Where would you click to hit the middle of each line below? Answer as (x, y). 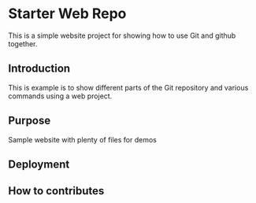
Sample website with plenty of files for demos (83, 139)
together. (23, 43)
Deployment (39, 164)
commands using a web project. (60, 96)
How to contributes (56, 191)
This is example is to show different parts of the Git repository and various (128, 87)
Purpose (30, 121)
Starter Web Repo (67, 14)
